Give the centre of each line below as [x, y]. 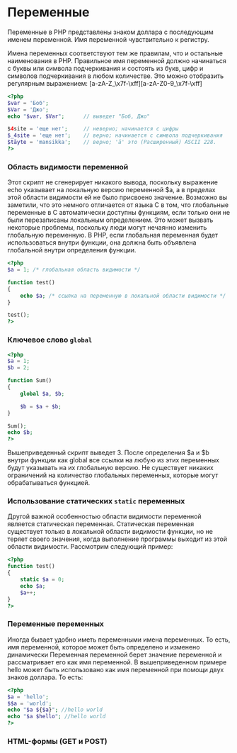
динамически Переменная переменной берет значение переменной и [115, 654]
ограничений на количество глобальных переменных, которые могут [113, 475]
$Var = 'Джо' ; [28, 110]
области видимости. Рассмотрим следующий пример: [90, 547]
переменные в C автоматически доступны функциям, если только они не [119, 213]
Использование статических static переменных [96, 501]
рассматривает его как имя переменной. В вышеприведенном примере [117, 662]
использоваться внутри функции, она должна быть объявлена [102, 242]
